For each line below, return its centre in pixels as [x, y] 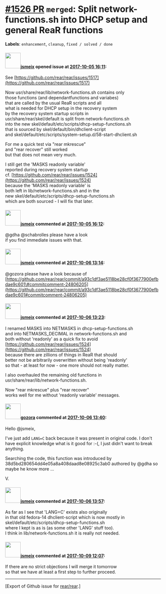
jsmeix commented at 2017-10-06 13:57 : [63, 501]
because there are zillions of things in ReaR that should [61, 355]
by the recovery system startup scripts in [47, 114]
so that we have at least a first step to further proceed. [61, 572]
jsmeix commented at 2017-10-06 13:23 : [63, 317]
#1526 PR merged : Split [51, 9]
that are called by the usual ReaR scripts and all [53, 103]
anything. [15, 449]
